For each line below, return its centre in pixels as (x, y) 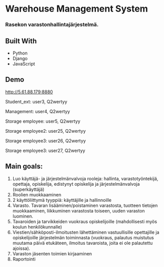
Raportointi (24, 259)
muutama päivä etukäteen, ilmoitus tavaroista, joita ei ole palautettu (83, 243)
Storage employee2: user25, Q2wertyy (45, 131)
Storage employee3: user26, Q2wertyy (46, 141)
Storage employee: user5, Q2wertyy (43, 121)
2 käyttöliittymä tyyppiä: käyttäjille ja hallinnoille (62, 200)
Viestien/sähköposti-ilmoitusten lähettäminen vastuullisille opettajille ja (86, 232)
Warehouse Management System (77, 9)
